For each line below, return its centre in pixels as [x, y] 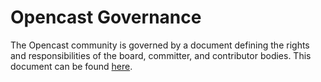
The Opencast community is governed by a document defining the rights [160, 45]
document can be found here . [71, 66]
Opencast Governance [106, 17]
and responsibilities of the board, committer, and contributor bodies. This [161, 55]
